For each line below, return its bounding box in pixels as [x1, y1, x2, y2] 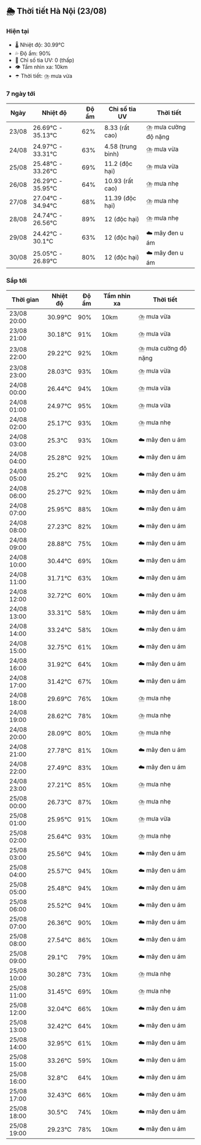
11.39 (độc [104, 194, 136, 202]
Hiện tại [6, 27, 29, 35]
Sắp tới [6, 276, 27, 285]
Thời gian [11, 295, 39, 304]
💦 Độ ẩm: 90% [14, 50, 51, 57]
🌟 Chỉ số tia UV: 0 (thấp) [14, 56, 75, 64]
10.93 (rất [104, 177, 133, 185]
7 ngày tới [6, 89, 36, 98]
